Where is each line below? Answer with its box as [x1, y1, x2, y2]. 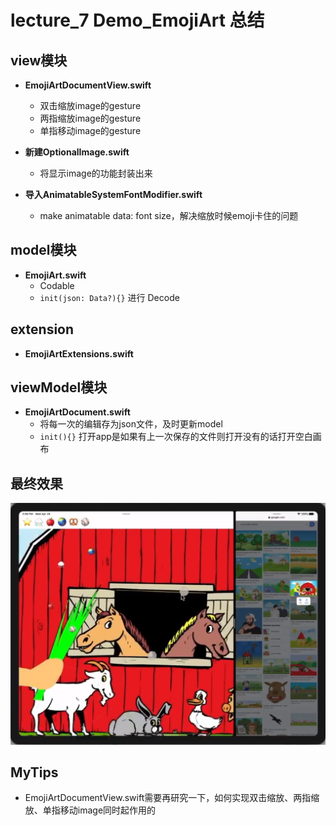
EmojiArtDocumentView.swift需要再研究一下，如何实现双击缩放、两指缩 [24, 792, 320, 804]
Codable [39, 279, 75, 291]
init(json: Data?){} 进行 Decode [39, 291, 180, 303]
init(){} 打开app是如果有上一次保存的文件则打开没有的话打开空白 [39, 431, 313, 443]
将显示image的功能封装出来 [39, 167, 153, 179]
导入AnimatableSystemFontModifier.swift [24, 189, 203, 200]
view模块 [10, 52, 68, 69]
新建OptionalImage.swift [24, 146, 130, 158]
